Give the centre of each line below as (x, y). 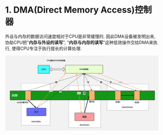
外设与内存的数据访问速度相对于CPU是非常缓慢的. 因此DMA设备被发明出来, (80, 36)
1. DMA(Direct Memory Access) (70, 10)
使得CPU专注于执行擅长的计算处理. (46, 48)
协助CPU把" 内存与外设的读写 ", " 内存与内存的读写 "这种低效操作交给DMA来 (79, 42)
